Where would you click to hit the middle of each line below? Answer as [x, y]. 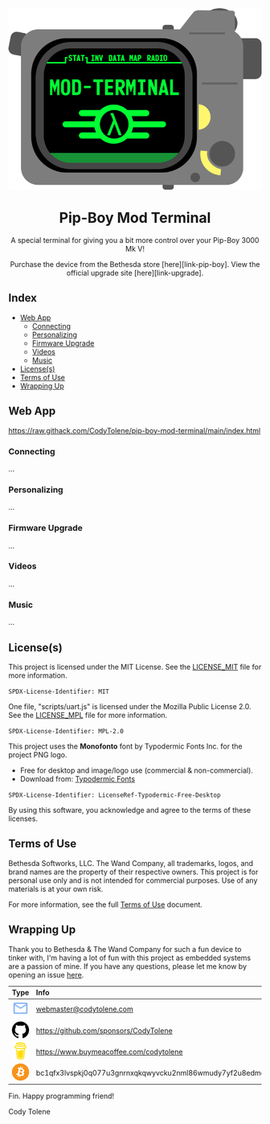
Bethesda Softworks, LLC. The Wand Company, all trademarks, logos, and [131, 863]
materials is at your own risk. [56, 888]
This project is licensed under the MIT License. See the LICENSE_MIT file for [135, 667]
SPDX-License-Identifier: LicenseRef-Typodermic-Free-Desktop [115, 795]
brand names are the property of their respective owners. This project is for [133, 872]
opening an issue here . [46, 974]
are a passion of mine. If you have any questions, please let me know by [128, 966]
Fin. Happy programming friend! [61, 1096]
